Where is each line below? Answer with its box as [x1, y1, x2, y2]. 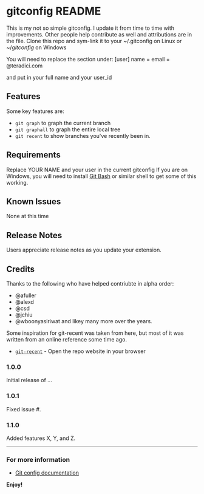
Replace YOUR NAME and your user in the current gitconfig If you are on [6, 166, 188, 173]
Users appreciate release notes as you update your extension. [6, 246, 162, 253]
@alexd [15, 298, 35, 305]
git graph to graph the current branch [15, 119, 111, 126]
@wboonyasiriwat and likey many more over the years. [15, 318, 153, 324]
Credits [6, 264, 35, 274]
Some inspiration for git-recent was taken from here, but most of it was [6, 329, 184, 337]
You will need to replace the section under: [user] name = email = [6, 55, 170, 63]
